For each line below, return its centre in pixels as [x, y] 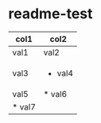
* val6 [55, 94]
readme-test [50, 14]
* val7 [24, 106]
